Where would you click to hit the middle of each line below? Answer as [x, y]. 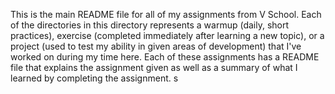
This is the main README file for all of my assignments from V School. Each [166, 14]
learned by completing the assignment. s [94, 78]
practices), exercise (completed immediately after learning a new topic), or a [167, 35]
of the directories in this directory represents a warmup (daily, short [150, 25]
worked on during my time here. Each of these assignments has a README [165, 57]
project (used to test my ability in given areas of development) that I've [156, 46]
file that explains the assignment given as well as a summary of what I [154, 67]
